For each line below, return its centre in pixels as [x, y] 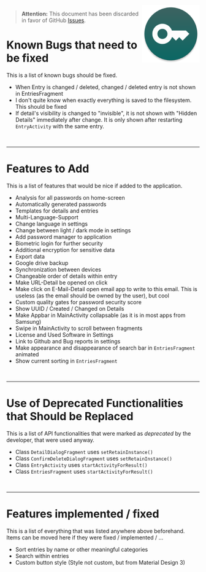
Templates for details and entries [57, 211]
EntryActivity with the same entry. [59, 126]
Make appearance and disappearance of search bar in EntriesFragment [105, 348]
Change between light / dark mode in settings [73, 230]
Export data [30, 256]
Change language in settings [51, 224]
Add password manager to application [63, 237]
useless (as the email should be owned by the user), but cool [92, 296]
